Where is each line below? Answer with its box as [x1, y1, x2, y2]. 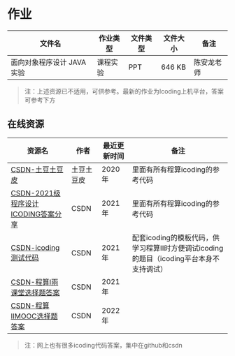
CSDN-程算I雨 [10, 277, 59, 287]
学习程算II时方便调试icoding [131, 243, 224, 253]
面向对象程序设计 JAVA [10, 57, 87, 67]
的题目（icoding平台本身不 [131, 253, 220, 263]
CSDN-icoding [10, 242, 60, 252]
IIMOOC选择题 [10, 311, 58, 321]
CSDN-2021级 [10, 188, 61, 198]
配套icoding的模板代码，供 [131, 232, 220, 242]
